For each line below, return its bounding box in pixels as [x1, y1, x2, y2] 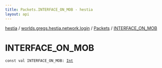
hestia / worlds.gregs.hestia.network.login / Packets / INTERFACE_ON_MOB [5, 25, 158, 31]
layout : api [5, 12, 29, 17]
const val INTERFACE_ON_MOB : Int [5, 58, 73, 64]
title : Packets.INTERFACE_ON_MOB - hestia [5, 7, 93, 12]
